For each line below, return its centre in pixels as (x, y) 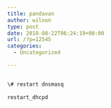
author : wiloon (29, 20)
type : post (23, 26)
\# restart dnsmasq (36, 84)
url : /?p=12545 (29, 40)
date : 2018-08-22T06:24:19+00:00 (56, 33)
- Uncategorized (37, 53)
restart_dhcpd (28, 97)
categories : (24, 46)
